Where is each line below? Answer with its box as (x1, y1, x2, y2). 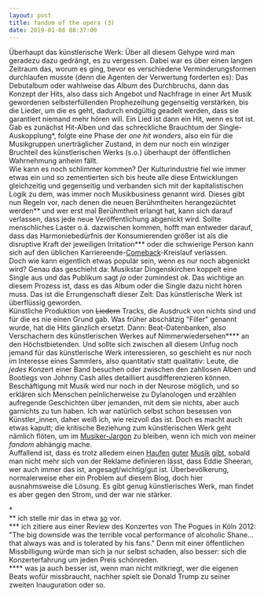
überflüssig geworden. (9, 298, 82, 307)
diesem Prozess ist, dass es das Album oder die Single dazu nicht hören (9, 281, 243, 291)
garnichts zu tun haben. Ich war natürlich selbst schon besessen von (9, 406, 233, 416)
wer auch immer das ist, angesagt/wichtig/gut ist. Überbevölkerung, (9, 465, 229, 474)
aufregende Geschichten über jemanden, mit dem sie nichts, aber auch (9, 398, 240, 408)
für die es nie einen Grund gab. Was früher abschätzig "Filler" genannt (9, 315, 237, 324)
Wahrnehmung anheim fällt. (9, 156, 99, 166)
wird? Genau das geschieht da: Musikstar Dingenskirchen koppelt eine (9, 265, 238, 274)
